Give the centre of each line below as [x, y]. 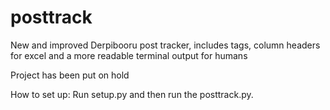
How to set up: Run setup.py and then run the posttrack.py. [132, 94]
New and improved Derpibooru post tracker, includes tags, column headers [165, 45]
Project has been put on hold [70, 75]
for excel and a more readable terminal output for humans [129, 55]
